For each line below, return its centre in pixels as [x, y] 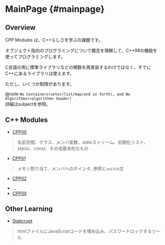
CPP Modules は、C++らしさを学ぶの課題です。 [54, 40]
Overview [21, 28]
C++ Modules [26, 120]
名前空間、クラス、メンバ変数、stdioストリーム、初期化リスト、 [83, 142]
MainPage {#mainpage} [55, 9]
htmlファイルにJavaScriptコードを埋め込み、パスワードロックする [84, 231]
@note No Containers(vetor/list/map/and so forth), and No [68, 94]
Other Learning [29, 209]
